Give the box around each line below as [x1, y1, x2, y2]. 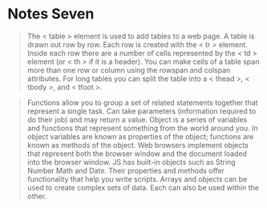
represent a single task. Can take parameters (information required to [26, 106, 257, 116]
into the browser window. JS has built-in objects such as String [26, 157, 236, 166]
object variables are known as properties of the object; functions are [26, 131, 254, 141]
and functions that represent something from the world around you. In [26, 123, 258, 133]
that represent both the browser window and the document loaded [26, 149, 248, 158]
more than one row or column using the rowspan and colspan [26, 65, 231, 74]
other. [26, 191, 47, 201]
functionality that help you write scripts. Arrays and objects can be [26, 174, 248, 184]
